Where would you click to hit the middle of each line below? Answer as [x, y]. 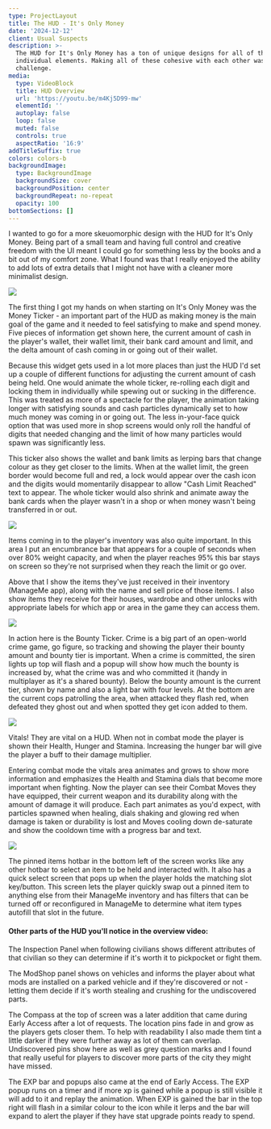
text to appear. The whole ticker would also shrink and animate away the [129, 493]
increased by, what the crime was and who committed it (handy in [118, 673]
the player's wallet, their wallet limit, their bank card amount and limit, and [131, 342]
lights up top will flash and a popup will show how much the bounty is [124, 664]
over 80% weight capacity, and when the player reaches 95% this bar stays [134, 558]
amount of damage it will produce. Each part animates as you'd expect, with [134, 805]
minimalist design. [38, 277]
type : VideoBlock [45, 83]
